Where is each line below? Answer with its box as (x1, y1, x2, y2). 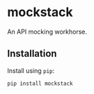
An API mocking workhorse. (7, 27, 87, 36)
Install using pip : (7, 66, 55, 74)
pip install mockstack (7, 80, 73, 87)
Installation (7, 48, 57, 60)
